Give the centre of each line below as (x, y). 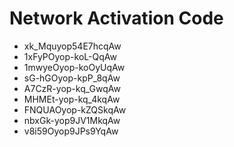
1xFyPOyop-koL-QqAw (70, 56)
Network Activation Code (116, 18)
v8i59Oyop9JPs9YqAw (71, 131)
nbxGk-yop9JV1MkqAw (72, 120)
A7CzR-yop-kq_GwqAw (72, 88)
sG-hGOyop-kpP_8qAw (72, 78)
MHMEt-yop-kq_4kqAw (72, 99)
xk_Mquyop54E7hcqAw (72, 46)
